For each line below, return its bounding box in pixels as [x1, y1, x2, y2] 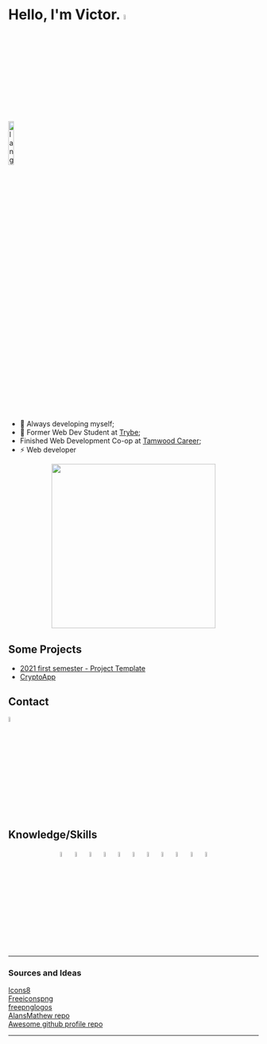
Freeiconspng [8, 994, 54, 1003]
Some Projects [8, 642, 82, 656]
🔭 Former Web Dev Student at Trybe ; [19, 428, 141, 438]
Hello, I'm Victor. [8, 6, 121, 24]
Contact [8, 695, 49, 708]
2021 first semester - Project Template [19, 664, 145, 673]
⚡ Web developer [19, 445, 77, 455]
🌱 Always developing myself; [19, 419, 115, 429]
